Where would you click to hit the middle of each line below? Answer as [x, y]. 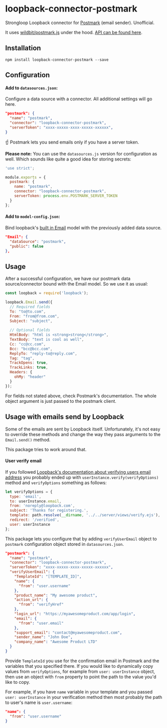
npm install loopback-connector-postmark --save [57, 60]
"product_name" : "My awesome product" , [56, 595]
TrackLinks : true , [29, 368]
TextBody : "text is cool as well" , [47, 340]
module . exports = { [26, 177]
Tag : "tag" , [22, 358]
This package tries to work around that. [46, 449]
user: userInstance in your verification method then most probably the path [84, 697]
